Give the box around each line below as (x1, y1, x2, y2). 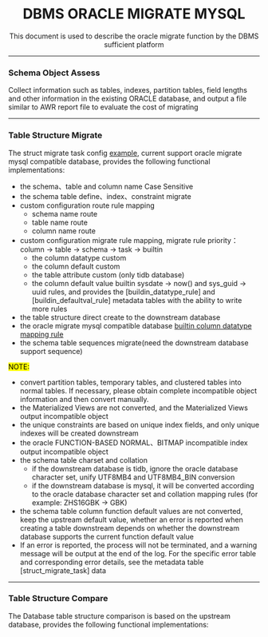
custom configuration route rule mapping (19, 201, 156, 210)
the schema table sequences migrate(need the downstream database (19, 337, 249, 348)
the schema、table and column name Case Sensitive (19, 181, 194, 191)
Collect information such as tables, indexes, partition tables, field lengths (8, 86, 247, 95)
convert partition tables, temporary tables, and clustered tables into (19, 377, 242, 387)
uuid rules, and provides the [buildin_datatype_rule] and (31, 287, 215, 297)
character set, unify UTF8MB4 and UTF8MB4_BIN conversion (31, 472, 235, 482)
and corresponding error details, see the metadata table (19, 557, 204, 567)
